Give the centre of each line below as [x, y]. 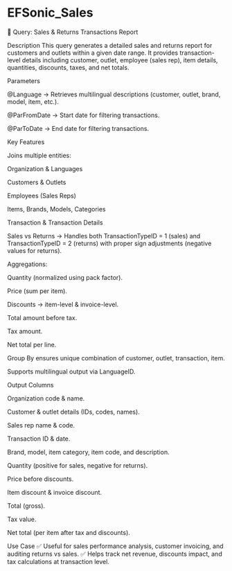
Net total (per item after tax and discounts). [69, 532]
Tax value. [22, 519]
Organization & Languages [45, 168]
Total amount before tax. [42, 317]
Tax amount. [25, 331]
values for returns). [35, 250]
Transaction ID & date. [39, 439]
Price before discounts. [41, 479]
